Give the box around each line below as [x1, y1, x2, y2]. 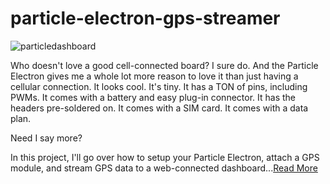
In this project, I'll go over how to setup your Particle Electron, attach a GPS [10, 151, 320, 163]
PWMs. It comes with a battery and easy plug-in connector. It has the [10, 91, 296, 103]
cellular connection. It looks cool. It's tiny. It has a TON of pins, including [10, 80, 308, 92]
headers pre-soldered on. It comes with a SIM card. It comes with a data [10, 102, 309, 114]
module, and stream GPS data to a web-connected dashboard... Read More [10, 162, 318, 174]
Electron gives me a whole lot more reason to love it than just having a [10, 70, 299, 82]
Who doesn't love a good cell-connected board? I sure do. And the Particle [10, 59, 319, 71]
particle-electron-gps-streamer [10, 7, 281, 30]
